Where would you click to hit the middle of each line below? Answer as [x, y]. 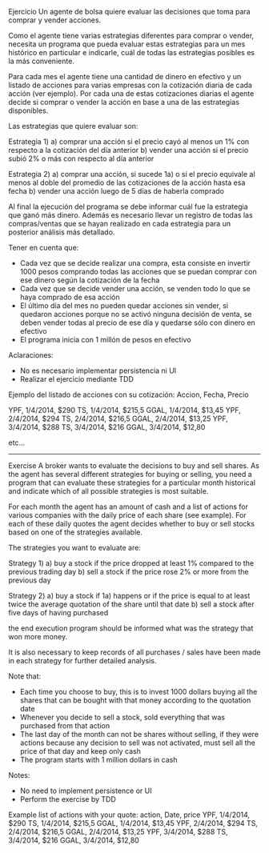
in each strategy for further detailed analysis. [82, 661]
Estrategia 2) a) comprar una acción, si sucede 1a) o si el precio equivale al [132, 174]
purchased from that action [65, 726]
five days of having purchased [58, 613]
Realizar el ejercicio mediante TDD [77, 379]
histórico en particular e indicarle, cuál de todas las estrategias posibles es [131, 52]
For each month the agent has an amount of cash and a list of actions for [128, 507]
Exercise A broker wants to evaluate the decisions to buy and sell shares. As [134, 466]
